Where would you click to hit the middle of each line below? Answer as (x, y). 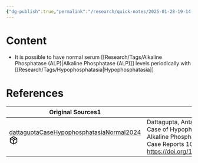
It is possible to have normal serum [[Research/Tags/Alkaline (88, 57)
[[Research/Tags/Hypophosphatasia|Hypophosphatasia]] (84, 69)
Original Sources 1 (75, 112)
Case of (158, 129)
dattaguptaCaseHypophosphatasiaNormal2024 (75, 132)
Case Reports (165, 144)
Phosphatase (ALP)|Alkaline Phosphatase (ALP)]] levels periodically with (103, 63)
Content (27, 40)
